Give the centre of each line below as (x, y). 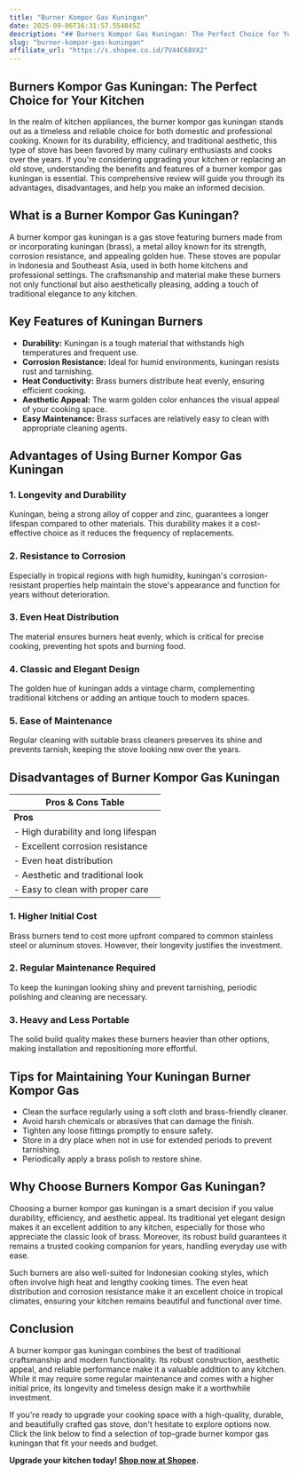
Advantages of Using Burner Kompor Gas (125, 455)
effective (25, 533)
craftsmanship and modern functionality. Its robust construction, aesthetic (145, 1359)
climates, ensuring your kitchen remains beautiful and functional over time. (146, 1301)
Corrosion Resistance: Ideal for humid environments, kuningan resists (151, 361)
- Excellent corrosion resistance (81, 846)
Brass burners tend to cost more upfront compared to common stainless (141, 935)
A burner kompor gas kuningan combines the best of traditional (125, 1350)
